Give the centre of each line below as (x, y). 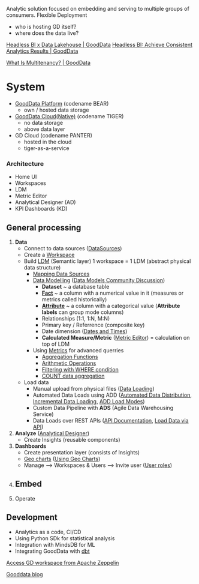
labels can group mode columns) (83, 312)
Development (32, 518)
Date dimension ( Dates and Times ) (85, 331)
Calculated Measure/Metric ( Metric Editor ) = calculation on (116, 338)
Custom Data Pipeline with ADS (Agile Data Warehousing (103, 408)
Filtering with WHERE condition (80, 370)
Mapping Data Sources (61, 274)
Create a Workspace (49, 255)
